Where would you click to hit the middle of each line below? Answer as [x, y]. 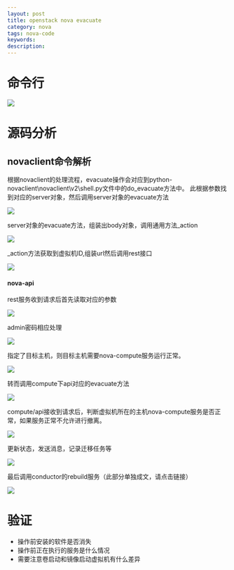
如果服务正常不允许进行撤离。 [62, 420]
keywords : [22, 40]
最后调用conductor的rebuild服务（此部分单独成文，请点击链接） [100, 477]
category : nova [29, 27]
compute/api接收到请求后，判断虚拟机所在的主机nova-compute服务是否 [111, 412]
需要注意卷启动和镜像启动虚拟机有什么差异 [79, 559]
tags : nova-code [31, 33]
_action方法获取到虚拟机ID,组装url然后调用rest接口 [80, 253]
